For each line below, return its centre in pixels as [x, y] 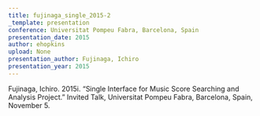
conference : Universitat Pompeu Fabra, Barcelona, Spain [104, 30]
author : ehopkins [37, 45]
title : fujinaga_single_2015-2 [59, 15]
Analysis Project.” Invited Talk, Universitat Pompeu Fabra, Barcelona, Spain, [131, 97]
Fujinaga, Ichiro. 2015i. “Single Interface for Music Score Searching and [124, 89]
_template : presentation [49, 23]
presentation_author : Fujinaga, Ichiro [74, 60]
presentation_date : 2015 [49, 37]
